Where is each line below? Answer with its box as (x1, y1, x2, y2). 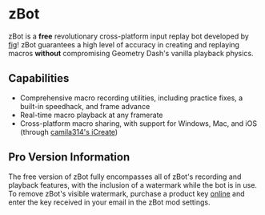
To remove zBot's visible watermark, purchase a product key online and (8, 189, 246, 198)
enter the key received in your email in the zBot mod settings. (8, 197, 211, 207)
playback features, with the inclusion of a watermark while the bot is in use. (8, 180, 258, 189)
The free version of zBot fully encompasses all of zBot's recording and (8, 172, 242, 181)
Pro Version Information (8, 150, 130, 164)
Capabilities (8, 71, 70, 85)
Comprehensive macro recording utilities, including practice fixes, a (19, 93, 243, 103)
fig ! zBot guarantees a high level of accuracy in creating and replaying (8, 39, 240, 49)
